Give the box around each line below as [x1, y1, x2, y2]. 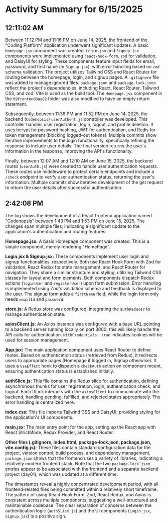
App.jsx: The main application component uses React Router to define [5, 346, 151, 353]
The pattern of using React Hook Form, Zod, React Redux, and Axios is [5, 491, 151, 497]
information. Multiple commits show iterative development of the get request [5, 180, 163, 185]
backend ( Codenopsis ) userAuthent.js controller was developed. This [5, 116, 148, 122]
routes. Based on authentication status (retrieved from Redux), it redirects [5, 352, 157, 358]
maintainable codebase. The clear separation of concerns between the [5, 502, 152, 508]
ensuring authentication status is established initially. [5, 368, 114, 374]
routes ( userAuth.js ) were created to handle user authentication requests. [5, 163, 158, 169]
